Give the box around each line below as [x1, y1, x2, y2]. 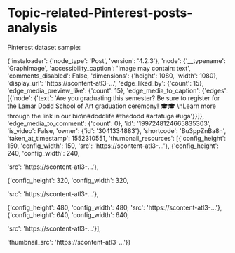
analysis [7, 20, 58, 36]
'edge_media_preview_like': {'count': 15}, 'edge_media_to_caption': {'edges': [7, 86, 228, 95]
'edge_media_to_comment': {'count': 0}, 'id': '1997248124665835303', [7, 119, 211, 128]
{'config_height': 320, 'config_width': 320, [7, 176, 129, 184]
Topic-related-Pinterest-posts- [7, 5, 193, 21]
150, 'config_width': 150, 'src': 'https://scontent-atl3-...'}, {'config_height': [7, 142, 219, 150]
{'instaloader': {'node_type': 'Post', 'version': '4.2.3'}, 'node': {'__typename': [7, 56, 226, 64]
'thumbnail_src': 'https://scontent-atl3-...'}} [7, 238, 131, 246]
